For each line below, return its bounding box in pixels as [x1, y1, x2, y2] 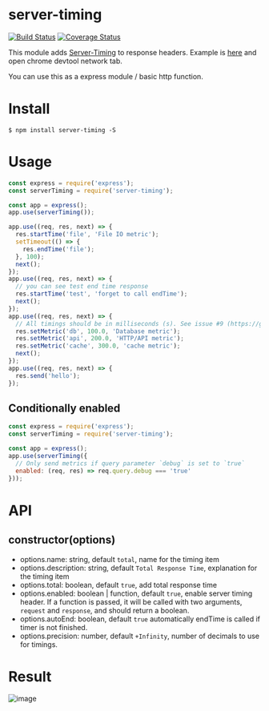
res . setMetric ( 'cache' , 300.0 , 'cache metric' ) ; [15, 342, 181, 350]
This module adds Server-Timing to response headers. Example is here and [8, 47, 257, 57]
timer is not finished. [19, 622, 88, 632]
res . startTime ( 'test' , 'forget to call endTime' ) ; [15, 290, 188, 298]
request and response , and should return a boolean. [19, 605, 190, 615]
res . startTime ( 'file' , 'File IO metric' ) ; [15, 231, 159, 239]
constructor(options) [8, 533, 116, 547]
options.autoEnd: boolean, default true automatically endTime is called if [19, 614, 260, 624]
